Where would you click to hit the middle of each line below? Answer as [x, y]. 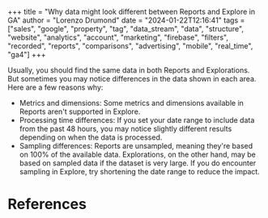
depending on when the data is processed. [91, 137]
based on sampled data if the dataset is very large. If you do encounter [138, 163]
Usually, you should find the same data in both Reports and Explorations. [129, 70]
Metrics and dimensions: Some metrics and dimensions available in [132, 103]
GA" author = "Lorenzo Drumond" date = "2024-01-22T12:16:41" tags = [126, 20]
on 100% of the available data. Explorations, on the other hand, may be [137, 154]
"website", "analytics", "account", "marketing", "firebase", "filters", [118, 37]
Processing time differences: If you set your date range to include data [137, 120]
